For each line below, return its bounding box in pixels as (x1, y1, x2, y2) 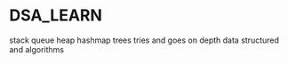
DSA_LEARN (9, 5, 102, 26)
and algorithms (9, 44, 65, 54)
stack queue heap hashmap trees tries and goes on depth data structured (9, 35, 280, 45)
